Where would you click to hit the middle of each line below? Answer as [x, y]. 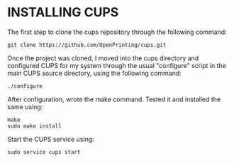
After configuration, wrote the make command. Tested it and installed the [114, 99]
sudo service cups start [44, 152]
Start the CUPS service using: [51, 139]
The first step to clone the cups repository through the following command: [117, 32]
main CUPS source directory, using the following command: [95, 73]
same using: [25, 106]
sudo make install [34, 126]
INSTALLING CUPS [63, 12]
